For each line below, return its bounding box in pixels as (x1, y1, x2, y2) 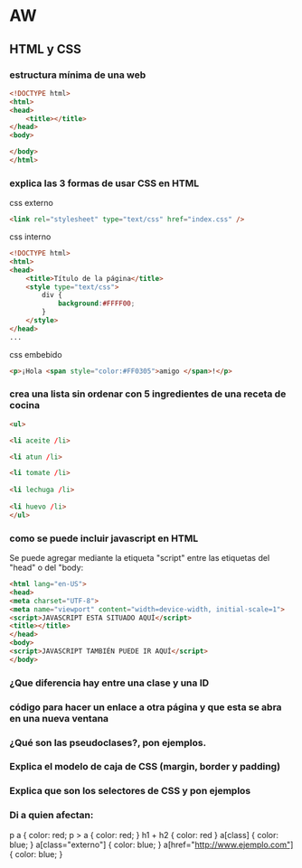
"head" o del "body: (9, 562, 84, 574)
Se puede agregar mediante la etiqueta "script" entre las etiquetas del (9, 553, 270, 564)
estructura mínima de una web (9, 69, 146, 81)
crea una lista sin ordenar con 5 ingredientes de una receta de (9, 387, 287, 400)
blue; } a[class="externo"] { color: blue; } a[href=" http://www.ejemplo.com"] (9, 839, 294, 850)
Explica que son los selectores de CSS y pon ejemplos (9, 785, 251, 798)
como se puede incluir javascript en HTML (9, 532, 199, 545)
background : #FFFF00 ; (57, 299, 136, 308)
